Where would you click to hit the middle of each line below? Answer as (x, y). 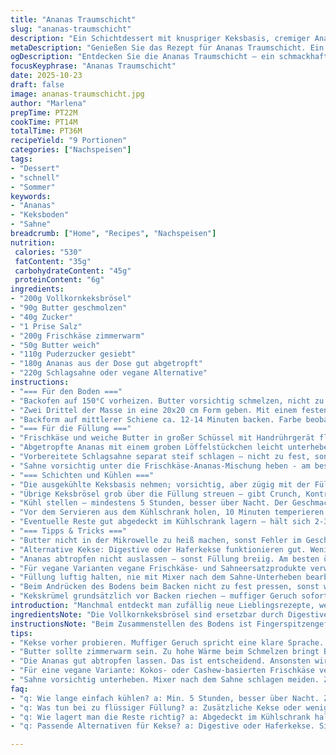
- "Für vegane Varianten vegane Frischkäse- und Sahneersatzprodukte (158, 568)
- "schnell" (35, 177)
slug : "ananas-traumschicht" (71, 29)
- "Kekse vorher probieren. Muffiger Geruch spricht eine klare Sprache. (167, 642)
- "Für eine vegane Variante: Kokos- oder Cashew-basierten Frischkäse (162, 671)
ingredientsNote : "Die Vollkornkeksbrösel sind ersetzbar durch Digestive (169, 614)
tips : (21, 633)
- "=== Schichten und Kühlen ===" (82, 475)
